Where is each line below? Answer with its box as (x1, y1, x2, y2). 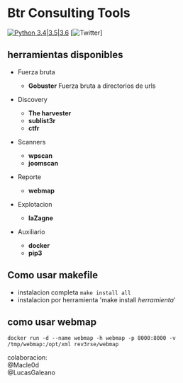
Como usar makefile (7, 269, 98, 281)
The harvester (28, 108, 72, 118)
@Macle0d (7, 361, 39, 370)
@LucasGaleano (7, 368, 55, 377)
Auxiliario (17, 227, 45, 236)
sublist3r (28, 116, 56, 125)
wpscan (28, 151, 53, 160)
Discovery (17, 95, 48, 103)
